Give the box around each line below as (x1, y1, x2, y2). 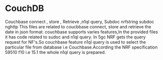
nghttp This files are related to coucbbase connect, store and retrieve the (5, 24, 151, 29)
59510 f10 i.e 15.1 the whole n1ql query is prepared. (5, 49, 106, 55)
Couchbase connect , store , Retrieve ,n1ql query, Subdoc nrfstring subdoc (5, 19, 154, 24)
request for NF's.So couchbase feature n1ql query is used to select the (5, 39, 147, 45)
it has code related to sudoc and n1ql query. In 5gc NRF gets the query (5, 34, 146, 40)
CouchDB (5, 3, 44, 14)
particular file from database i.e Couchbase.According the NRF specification (5, 44, 158, 50)
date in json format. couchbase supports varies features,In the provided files (5, 29, 158, 35)
